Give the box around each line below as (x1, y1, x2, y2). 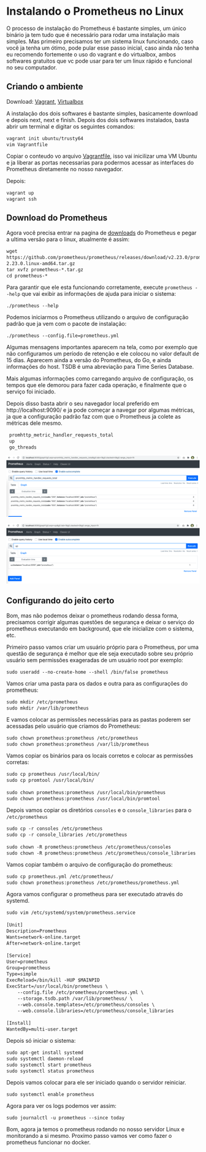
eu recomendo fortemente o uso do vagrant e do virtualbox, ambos (6, 50, 177, 58)
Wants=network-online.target (6, 934, 81, 940)
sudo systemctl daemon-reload (6, 1056, 84, 1062)
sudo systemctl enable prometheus (6, 1091, 95, 1097)
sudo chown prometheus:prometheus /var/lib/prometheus (6, 741, 150, 747)
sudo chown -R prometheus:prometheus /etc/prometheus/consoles (6, 844, 172, 850)
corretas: (6, 758, 29, 765)
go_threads (9, 444, 37, 450)
